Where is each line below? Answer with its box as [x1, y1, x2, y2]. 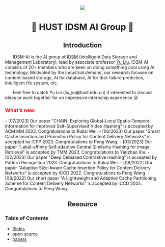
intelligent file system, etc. [5, 80, 58, 86]
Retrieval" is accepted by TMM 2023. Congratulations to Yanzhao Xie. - [5, 149, 150, 155]
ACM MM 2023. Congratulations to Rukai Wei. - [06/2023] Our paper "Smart [5, 128, 160, 134]
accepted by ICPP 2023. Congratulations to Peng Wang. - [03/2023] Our [5, 139, 152, 145]
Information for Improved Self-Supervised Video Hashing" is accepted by [5, 123, 153, 129]
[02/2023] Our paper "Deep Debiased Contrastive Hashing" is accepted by [5, 154, 157, 160]
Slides [12, 225, 25, 231]
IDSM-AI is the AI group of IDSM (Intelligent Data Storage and [13, 54, 137, 60]
